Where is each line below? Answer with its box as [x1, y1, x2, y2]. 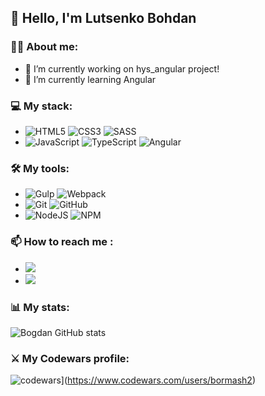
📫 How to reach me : [10, 235, 114, 249]
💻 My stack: [10, 99, 73, 113]
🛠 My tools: [10, 161, 70, 175]
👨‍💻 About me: [10, 40, 79, 54]
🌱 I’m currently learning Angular [24, 73, 157, 85]
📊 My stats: [10, 300, 70, 314]
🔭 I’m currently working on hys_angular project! [24, 62, 220, 75]
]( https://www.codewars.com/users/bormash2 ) [60, 374, 256, 386]
